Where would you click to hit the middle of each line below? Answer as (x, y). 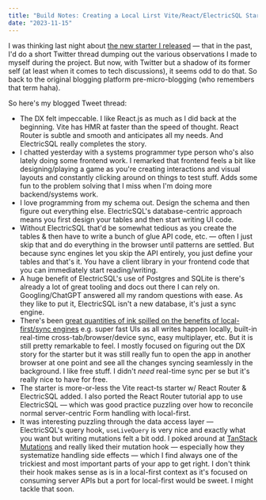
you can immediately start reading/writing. (89, 269)
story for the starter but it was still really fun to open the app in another (135, 354)
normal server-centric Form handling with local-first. (105, 413)
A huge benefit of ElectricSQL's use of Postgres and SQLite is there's (132, 278)
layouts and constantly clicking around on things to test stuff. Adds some (139, 177)
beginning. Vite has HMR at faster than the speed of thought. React (129, 127)
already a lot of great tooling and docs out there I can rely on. (120, 287)
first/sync (35, 329)
